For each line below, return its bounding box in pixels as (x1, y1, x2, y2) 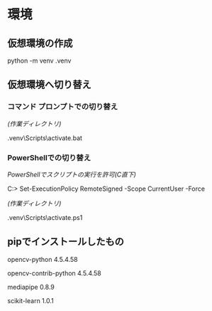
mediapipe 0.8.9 (7, 283, 55, 291)
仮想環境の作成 (7, 37, 73, 49)
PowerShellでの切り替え (7, 152, 91, 162)
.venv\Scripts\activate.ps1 (7, 213, 83, 221)
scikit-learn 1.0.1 (7, 296, 55, 305)
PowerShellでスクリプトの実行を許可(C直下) (7, 170, 137, 179)
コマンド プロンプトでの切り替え (7, 102, 118, 112)
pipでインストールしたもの (7, 236, 124, 248)
